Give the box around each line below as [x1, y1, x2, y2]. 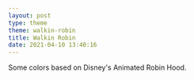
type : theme [8, 19, 48, 27]
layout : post [8, 11, 51, 20]
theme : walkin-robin [8, 26, 77, 34]
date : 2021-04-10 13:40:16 [8, 41, 97, 49]
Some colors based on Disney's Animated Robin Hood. [8, 63, 187, 72]
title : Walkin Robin [8, 33, 77, 42]
